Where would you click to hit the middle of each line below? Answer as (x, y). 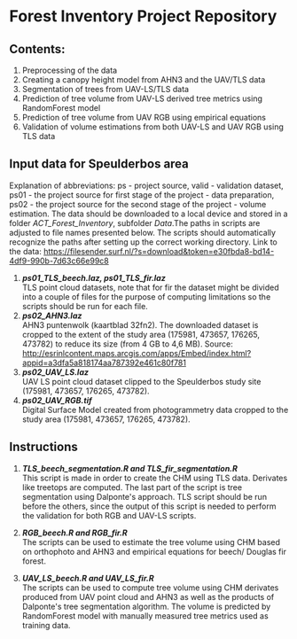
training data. (46, 625)
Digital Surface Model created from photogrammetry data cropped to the (155, 409)
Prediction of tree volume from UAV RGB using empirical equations (144, 117)
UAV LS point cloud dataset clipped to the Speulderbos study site (141, 381)
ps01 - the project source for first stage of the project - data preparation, (142, 195)
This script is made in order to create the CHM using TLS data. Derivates (155, 478)
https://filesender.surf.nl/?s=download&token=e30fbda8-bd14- (159, 251)
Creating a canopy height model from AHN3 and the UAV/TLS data (144, 80)
